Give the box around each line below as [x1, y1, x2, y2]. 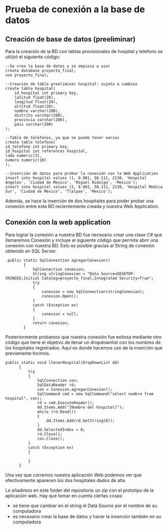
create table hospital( [5, 86, 56, 91]
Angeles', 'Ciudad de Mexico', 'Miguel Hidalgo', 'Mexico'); [5, 180, 138, 185]
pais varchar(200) [14, 122, 53, 127]
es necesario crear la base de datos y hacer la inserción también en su [12, 513, 161, 519]
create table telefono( [5, 140, 56, 145]
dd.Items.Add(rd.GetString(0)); [46, 418, 115, 423]
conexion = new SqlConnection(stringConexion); [41, 289, 145, 294]
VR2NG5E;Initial [5, 275, 40, 281]
